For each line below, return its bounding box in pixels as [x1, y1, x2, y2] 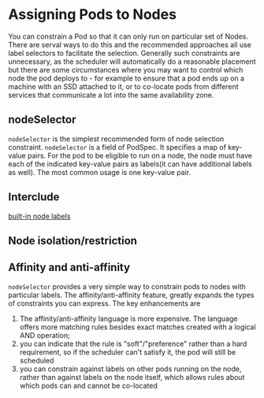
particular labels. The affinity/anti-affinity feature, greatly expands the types [8, 290, 255, 299]
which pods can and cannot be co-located [19, 381, 158, 390]
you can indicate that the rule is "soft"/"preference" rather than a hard [19, 339, 247, 348]
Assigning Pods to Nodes [8, 6, 177, 24]
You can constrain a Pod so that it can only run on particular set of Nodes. [8, 32, 248, 41]
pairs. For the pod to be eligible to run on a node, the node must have [27, 151, 252, 160]
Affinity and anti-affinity [8, 261, 131, 274]
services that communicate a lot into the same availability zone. [8, 90, 214, 99]
